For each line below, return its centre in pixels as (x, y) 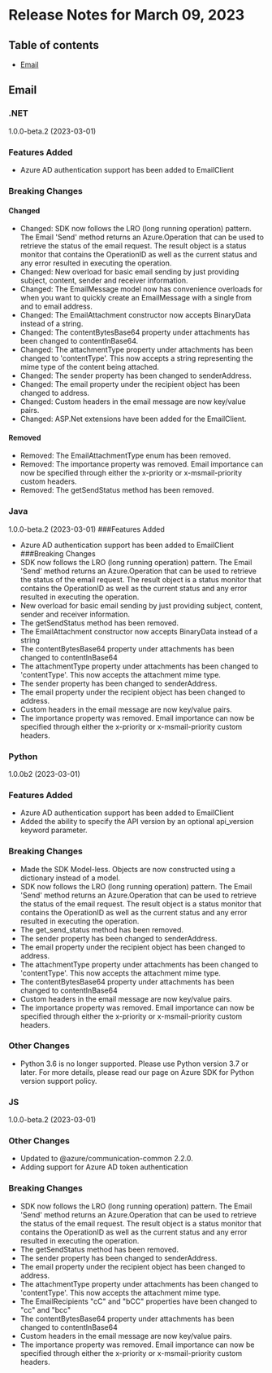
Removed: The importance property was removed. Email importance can (142, 464)
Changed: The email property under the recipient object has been (130, 384)
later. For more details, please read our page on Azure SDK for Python (137, 1072)
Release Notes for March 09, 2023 (127, 15)
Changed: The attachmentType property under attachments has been (136, 350)
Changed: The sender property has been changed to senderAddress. (136, 375)
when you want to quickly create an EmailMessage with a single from (136, 298)
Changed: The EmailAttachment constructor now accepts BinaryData (136, 315)
